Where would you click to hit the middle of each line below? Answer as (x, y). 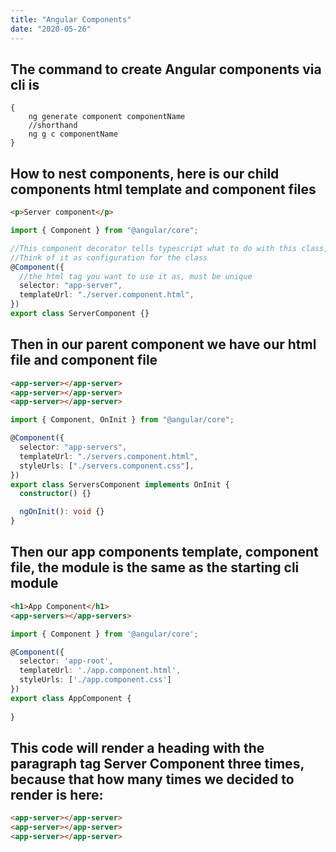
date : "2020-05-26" (51, 29)
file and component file (84, 360)
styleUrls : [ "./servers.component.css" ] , (107, 466)
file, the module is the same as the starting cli (155, 567)
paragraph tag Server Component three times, (157, 763)
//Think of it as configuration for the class (109, 257)
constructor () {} (55, 494)
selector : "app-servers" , (73, 447)
